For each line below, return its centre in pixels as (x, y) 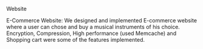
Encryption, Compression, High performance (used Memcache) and (91, 33)
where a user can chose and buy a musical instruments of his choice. (93, 27)
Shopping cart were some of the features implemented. (76, 40)
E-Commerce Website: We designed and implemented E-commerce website (102, 20)
